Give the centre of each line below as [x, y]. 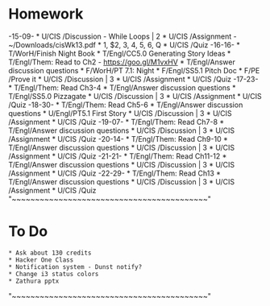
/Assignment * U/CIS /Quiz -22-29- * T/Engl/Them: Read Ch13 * [115, 173]
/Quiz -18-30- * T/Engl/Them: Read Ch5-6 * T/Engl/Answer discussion [126, 105]
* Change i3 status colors [54, 274]
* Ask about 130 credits [50, 253]
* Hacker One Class [41, 260]
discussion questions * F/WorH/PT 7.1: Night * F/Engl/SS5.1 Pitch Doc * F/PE [134, 70]
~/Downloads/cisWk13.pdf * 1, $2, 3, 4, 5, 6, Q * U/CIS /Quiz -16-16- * [124, 44]
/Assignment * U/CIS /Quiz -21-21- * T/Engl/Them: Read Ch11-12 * [118, 156]
